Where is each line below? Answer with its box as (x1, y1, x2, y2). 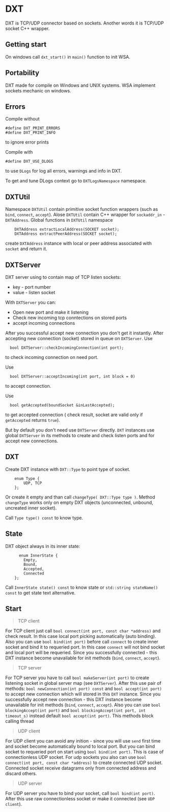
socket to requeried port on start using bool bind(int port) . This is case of (5, 749, 164, 755)
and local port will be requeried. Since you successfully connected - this (5, 650, 157, 656)
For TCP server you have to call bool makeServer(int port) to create (5, 675, 149, 681)
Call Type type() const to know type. (5, 514, 83, 521)
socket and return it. (5, 246, 47, 252)
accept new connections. (5, 438, 59, 444)
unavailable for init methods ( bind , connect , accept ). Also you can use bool (5, 702, 161, 708)
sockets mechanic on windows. (5, 87, 71, 93)
